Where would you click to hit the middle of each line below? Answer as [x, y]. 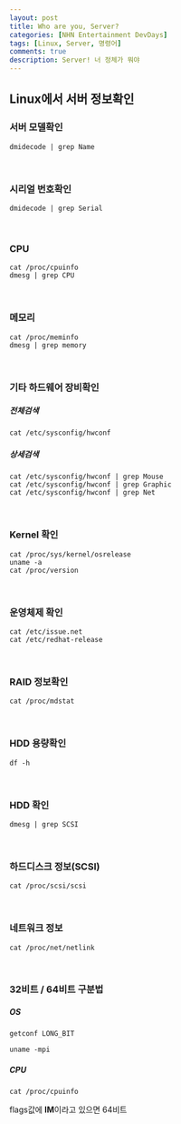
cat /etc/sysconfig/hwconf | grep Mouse [87, 477]
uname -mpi [30, 1050]
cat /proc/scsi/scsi [48, 886]
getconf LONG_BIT [42, 1034]
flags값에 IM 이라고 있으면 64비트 [68, 1109]
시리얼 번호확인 [41, 189]
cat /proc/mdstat [42, 701]
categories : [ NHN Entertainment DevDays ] [89, 35]
